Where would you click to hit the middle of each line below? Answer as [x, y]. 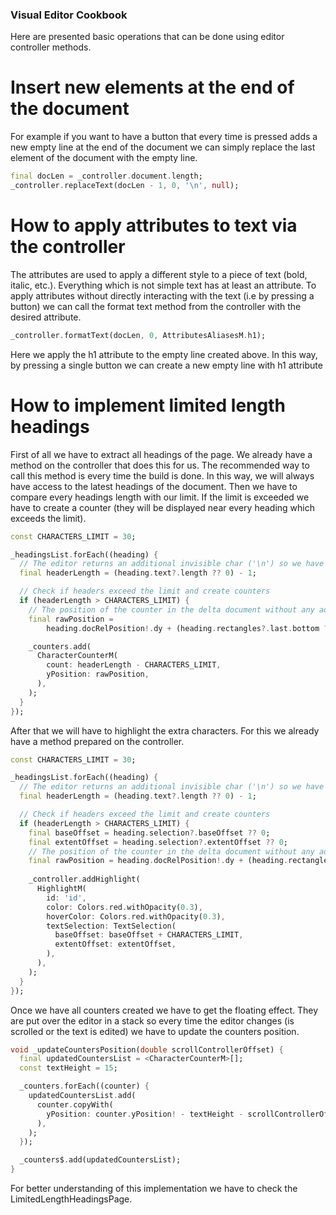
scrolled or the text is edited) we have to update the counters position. [155, 1031]
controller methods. [51, 47]
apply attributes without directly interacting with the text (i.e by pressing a [162, 295]
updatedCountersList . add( [82, 1096]
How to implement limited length [148, 405]
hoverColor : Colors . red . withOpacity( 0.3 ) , [136, 916]
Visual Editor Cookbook [69, 15]
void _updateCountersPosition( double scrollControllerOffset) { [147, 1049]
